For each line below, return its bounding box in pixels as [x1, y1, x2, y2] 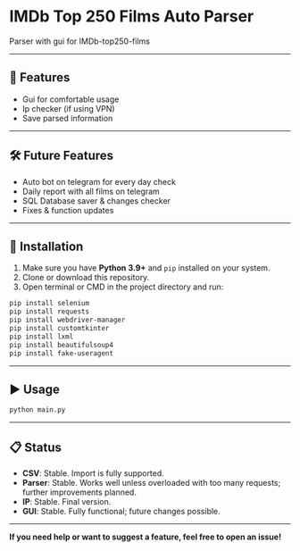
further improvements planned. [21, 487, 137, 497]
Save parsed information [21, 113, 113, 123]
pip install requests [9, 307, 90, 316]
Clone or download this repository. [21, 272, 150, 283]
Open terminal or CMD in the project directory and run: [21, 281, 224, 292]
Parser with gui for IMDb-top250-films [9, 36, 150, 46]
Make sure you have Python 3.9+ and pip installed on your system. [21, 263, 271, 273]
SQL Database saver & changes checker [21, 195, 171, 206]
